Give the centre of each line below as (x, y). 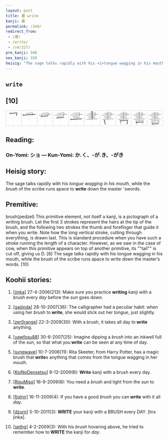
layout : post (19, 10)
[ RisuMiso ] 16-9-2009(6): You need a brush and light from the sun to (83, 382)
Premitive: (22, 205)
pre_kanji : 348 (21, 52)
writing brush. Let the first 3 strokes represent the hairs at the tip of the (79, 221)
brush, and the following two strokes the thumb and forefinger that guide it (82, 227)
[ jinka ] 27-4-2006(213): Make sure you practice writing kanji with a (82, 292)
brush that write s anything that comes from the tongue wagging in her (85, 357)
